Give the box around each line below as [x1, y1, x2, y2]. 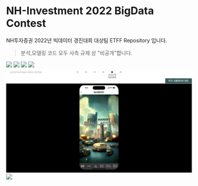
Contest [6, 16, 46, 30]
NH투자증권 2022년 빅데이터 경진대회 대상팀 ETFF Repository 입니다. [6, 36, 167, 44]
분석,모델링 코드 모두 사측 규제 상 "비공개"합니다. [20, 49, 133, 57]
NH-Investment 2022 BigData [6, 4, 154, 18]
